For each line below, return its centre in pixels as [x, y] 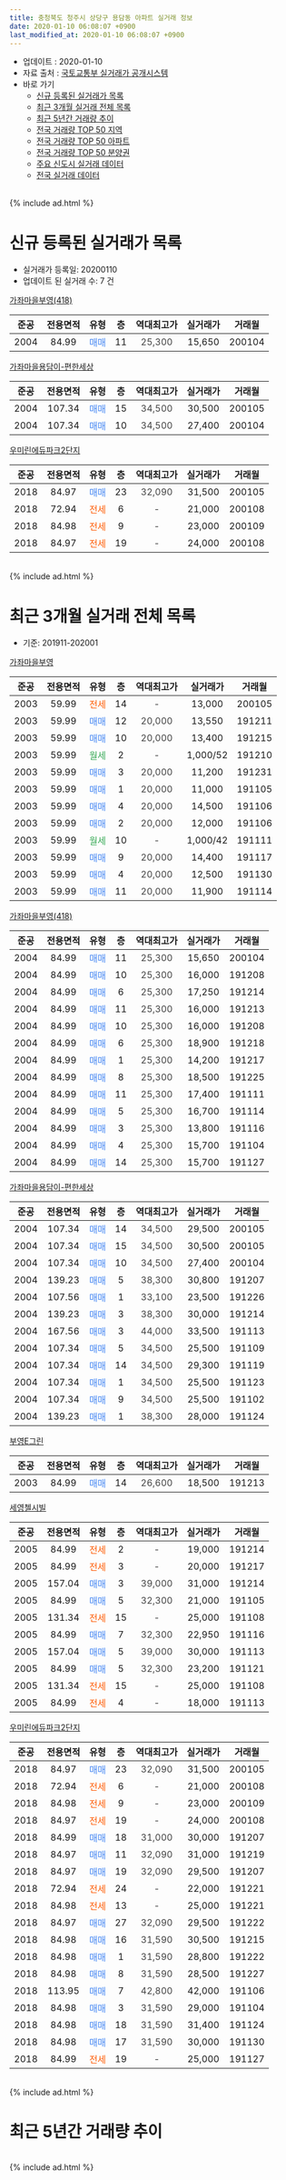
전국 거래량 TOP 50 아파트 [83, 141]
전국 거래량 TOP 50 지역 [79, 130]
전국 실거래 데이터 [68, 175]
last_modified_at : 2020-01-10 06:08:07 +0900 [97, 35]
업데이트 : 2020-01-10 [62, 62]
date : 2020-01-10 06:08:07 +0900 [73, 26]
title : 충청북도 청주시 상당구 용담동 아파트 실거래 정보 [101, 18]
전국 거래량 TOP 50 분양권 [83, 153]
